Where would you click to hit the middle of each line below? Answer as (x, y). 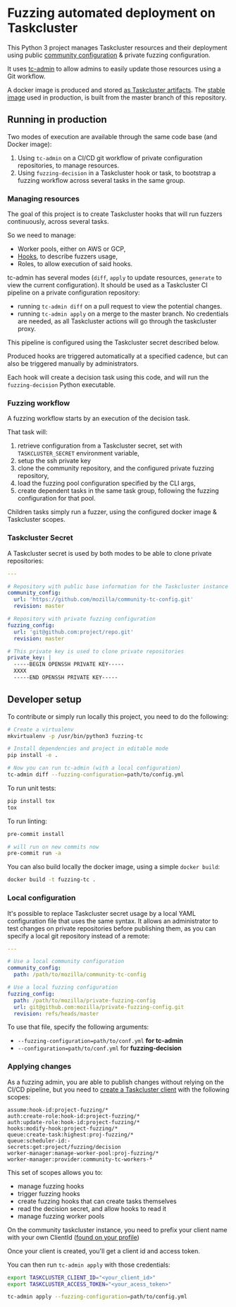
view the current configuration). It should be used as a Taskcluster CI (107, 285)
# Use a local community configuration (66, 962)
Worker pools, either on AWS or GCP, (72, 249)
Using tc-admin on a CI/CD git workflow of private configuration (110, 157)
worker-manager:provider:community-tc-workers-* (80, 1159)
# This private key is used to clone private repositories (96, 651)
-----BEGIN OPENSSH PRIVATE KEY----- (69, 664)
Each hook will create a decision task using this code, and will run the (108, 377)
